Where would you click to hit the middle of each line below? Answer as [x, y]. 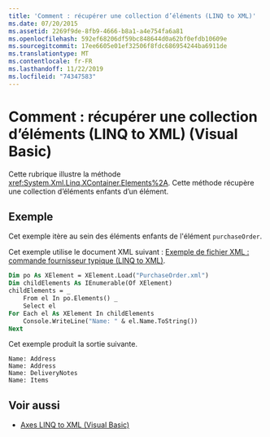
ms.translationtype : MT [49, 54]
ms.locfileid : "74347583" [52, 76]
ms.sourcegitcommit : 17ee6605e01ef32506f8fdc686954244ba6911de [118, 46]
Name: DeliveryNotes [44, 374]
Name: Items [28, 380]
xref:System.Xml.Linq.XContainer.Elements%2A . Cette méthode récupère [131, 182]
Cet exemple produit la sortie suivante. [73, 344]
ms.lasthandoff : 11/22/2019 [56, 69]
